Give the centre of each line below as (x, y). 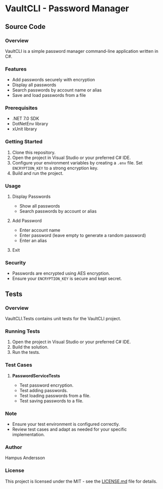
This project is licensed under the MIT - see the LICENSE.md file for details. (81, 481)
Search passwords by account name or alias (57, 90)
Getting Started (24, 141)
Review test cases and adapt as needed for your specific (70, 429)
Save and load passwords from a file (49, 95)
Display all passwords (34, 85)
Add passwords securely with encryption (54, 80)
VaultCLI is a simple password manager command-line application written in (82, 51)
